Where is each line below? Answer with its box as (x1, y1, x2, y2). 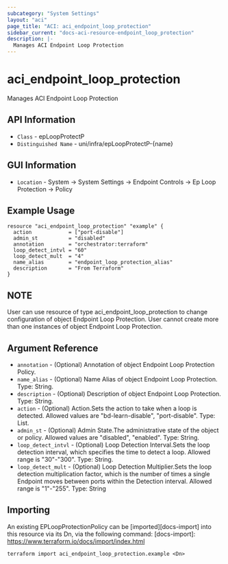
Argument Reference (7, 342, 99, 354)
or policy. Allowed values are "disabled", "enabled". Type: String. (16, 434, 200, 441)
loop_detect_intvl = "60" (13, 247, 88, 254)
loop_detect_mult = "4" (13, 253, 84, 260)
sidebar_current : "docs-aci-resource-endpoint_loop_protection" (7, 29, 194, 36)
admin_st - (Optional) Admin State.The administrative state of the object (16, 426, 219, 434)
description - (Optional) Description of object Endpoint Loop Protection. (16, 390, 221, 398)
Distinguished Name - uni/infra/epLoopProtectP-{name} (16, 139, 173, 148)
